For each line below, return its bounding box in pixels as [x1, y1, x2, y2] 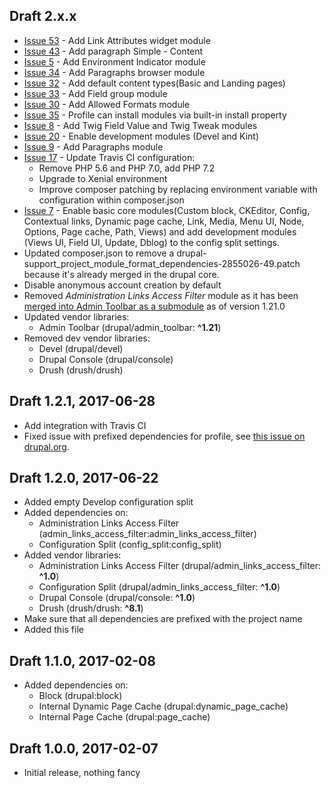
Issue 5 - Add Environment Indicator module [23, 55, 206, 68]
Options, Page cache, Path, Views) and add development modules [23, 225, 297, 238]
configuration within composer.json [38, 194, 185, 206]
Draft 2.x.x [9, 8, 77, 25]
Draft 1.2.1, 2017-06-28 [9, 393, 156, 410]
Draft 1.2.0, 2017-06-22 [9, 470, 159, 487]
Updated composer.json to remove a [23, 247, 175, 259]
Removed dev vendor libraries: [23, 332, 151, 344]
